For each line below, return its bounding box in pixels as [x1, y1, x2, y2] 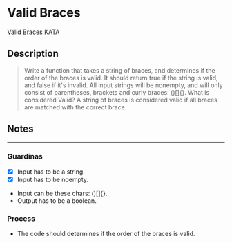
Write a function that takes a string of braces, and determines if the [23, 66, 215, 74]
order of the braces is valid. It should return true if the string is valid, [23, 73, 219, 82]
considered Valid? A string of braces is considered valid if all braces [23, 96, 217, 104]
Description [7, 48, 59, 60]
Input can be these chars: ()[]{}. [17, 189, 108, 197]
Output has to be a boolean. [17, 196, 97, 205]
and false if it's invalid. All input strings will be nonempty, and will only [23, 81, 223, 89]
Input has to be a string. [17, 168, 85, 176]
